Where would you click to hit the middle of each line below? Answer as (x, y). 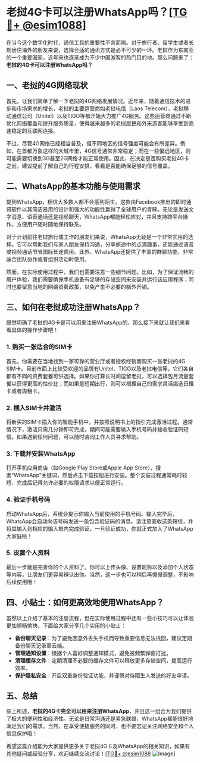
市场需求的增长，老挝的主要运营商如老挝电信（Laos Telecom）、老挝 (100, 108)
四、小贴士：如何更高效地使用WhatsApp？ (85, 602)
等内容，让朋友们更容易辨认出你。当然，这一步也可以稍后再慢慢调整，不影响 (100, 574)
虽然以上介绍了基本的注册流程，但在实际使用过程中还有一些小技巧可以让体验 (100, 618)
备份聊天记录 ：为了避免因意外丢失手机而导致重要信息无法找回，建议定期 (103, 638)
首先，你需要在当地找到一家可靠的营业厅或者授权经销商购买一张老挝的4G (96, 361)
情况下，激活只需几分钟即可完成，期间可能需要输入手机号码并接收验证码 (95, 429)
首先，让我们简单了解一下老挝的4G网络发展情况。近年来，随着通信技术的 (96, 101)
